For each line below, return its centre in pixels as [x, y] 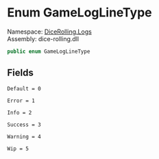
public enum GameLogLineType [49, 51]
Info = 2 [20, 112]
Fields [21, 73]
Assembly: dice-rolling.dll [43, 38]
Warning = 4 [24, 136]
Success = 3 [24, 125]
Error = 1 [21, 101]
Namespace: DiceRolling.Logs [50, 32]
